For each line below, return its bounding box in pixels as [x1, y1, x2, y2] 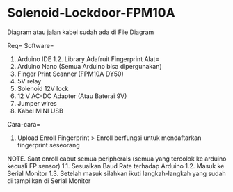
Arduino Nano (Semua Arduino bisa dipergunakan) [17, 62, 162, 70]
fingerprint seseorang [17, 141, 80, 149]
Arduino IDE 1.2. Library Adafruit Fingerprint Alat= [17, 54, 160, 63]
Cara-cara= [7, 120, 41, 128]
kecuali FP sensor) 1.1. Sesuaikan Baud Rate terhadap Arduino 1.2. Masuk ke [7, 161, 225, 170]
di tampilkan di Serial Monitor [7, 176, 91, 185]
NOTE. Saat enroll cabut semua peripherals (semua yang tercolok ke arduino [7, 154, 227, 163]
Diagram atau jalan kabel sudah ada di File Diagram [7, 28, 154, 36]
